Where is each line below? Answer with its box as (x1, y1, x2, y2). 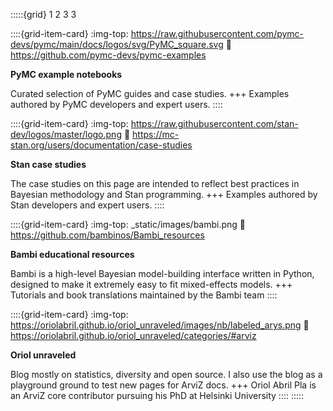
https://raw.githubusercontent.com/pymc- (130, 28, 305, 39)
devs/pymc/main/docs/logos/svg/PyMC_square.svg (10, 39, 224, 50)
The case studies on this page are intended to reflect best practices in (10, 178, 300, 189)
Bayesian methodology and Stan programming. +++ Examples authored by (10, 189, 318, 200)
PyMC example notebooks (10, 69, 123, 80)
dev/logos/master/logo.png (10, 129, 122, 140)
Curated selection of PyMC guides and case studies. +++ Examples (10, 88, 290, 99)
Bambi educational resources (10, 249, 135, 260)
